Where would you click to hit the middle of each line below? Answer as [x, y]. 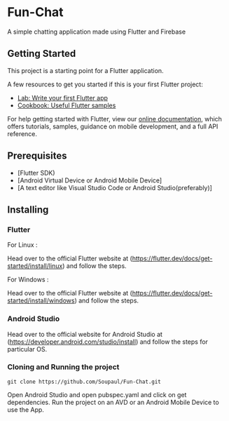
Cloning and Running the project [63, 367]
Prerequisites [37, 156]
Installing [28, 209]
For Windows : [28, 280]
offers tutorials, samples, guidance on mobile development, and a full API [113, 126]
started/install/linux [35, 266]
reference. [22, 133]
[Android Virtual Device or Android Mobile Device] [90, 180]
